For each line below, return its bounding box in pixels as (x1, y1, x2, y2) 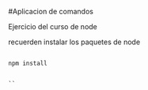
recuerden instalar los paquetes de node (8, 37, 141, 47)
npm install (8, 59, 47, 67)
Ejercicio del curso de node (8, 22, 97, 31)
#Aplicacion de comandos (8, 7, 93, 16)
